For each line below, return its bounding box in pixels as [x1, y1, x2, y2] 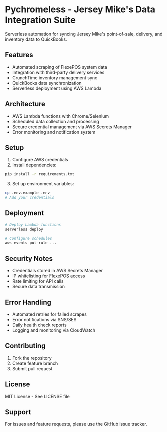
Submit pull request [12, 365, 53, 371]
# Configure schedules [5, 236, 52, 241]
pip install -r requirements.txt [5, 172, 75, 177]
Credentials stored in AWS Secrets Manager [12, 268, 103, 274]
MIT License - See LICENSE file [5, 393, 70, 399]
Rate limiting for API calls [12, 278, 64, 284]
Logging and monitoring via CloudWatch [12, 327, 96, 333]
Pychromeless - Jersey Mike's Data [5, 4, 156, 15]
